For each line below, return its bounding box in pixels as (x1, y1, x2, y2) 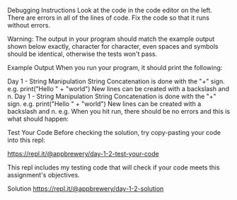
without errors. (7, 21, 51, 29)
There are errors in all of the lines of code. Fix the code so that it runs (7, 13, 210, 22)
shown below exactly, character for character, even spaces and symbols (7, 42, 219, 50)
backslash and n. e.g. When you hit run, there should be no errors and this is (7, 107, 231, 115)
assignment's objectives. (7, 171, 80, 179)
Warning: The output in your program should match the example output (7, 35, 215, 43)
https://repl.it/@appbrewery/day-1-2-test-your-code (7, 150, 159, 158)
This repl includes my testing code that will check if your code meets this (7, 163, 221, 172)
